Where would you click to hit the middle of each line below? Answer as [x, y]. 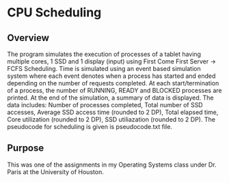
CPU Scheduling [54, 13]
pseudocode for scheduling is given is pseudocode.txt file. [90, 127]
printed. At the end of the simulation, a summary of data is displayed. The [110, 98]
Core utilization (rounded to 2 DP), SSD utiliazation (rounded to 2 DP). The [111, 119]
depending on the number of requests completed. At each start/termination [113, 83]
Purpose [26, 148]
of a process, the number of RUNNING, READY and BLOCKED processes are [114, 90]
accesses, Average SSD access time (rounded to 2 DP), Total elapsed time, [113, 112]
